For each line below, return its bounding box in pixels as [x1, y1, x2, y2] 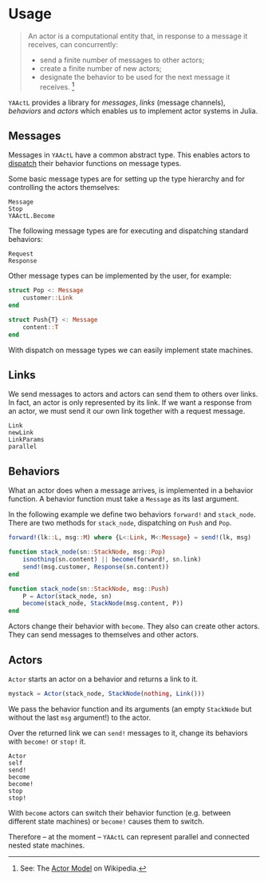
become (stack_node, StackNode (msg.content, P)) [22, 600, 183, 608]
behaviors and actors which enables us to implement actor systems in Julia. [8, 105, 258, 116]
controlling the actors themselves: [8, 183, 120, 192]
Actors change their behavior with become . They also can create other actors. [8, 621, 260, 631]
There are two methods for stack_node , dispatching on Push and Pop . [8, 518, 232, 528]
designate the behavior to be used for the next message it [39, 72, 231, 81]
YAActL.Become [8, 212, 56, 220]
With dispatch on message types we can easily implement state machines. [8, 345, 254, 355]
